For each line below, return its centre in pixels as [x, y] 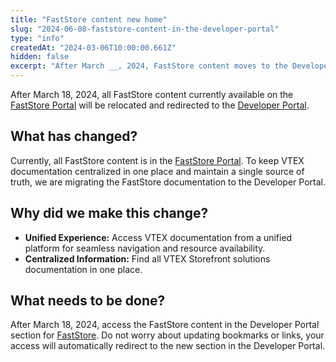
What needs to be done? [88, 301]
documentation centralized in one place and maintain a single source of [157, 171]
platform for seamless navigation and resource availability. [145, 248]
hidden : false [40, 57]
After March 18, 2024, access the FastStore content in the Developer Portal [165, 325]
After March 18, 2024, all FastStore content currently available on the [152, 94]
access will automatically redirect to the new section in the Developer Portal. [168, 346]
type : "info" [37, 38]
